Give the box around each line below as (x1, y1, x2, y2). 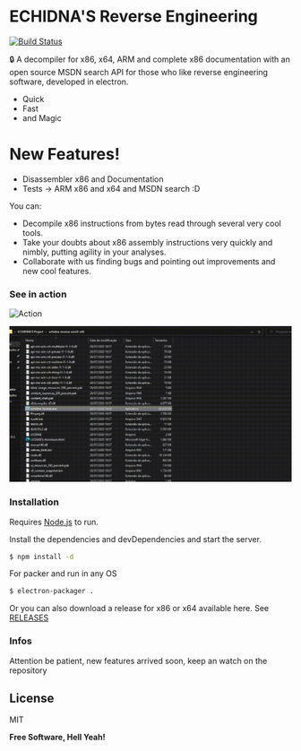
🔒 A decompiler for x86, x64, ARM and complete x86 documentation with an (9, 54, 291, 65)
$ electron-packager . (9, 587, 94, 596)
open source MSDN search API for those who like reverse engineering (9, 66, 269, 77)
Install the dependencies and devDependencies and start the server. (9, 533, 262, 544)
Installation (9, 496, 60, 508)
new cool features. (21, 265, 91, 276)
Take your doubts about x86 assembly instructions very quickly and (21, 237, 273, 247)
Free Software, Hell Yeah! (9, 732, 106, 743)
